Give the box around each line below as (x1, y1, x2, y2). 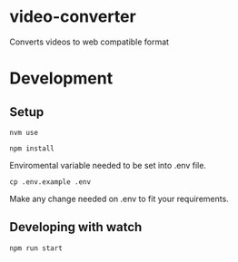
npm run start (9, 243, 64, 253)
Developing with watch (9, 219, 143, 235)
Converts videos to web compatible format (9, 36, 170, 47)
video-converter (9, 6, 136, 27)
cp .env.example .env (9, 177, 92, 187)
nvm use (9, 128, 39, 137)
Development (9, 68, 114, 89)
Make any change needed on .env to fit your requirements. (9, 193, 229, 204)
